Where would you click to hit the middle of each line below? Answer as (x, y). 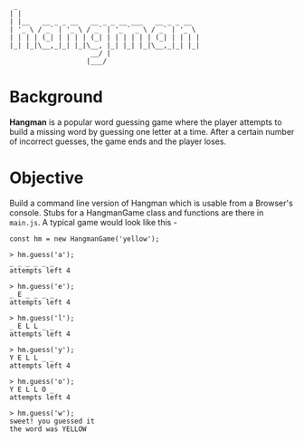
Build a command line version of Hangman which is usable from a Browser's (152, 203)
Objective (47, 178)
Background (56, 97)
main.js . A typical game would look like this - (94, 222)
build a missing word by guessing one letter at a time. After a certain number (152, 131)
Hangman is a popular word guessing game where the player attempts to (146, 122)
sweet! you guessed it (52, 421)
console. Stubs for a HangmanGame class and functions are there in (137, 212)
